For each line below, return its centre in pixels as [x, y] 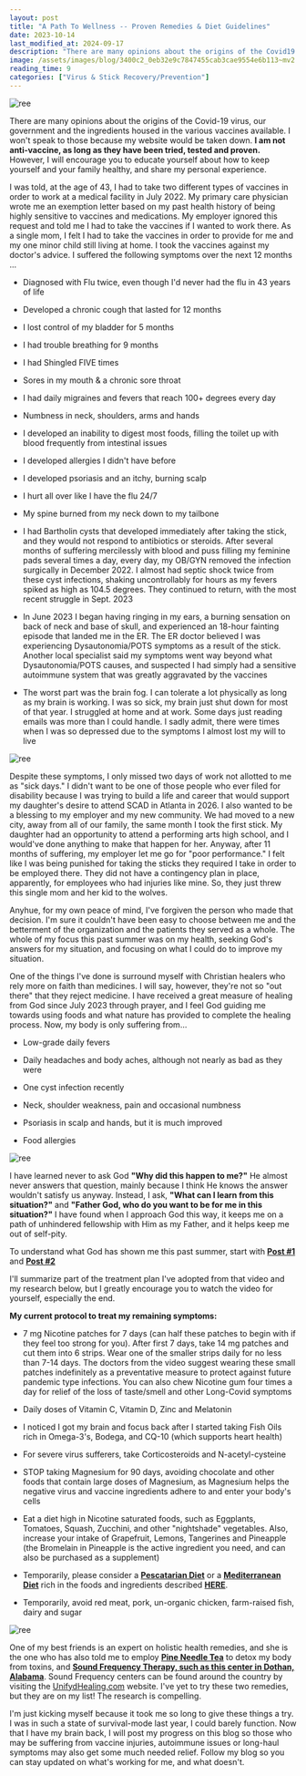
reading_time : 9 [40, 69]
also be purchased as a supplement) [91, 1557]
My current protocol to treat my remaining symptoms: [113, 1316]
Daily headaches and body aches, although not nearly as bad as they [153, 1059]
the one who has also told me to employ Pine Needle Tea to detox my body [151, 1657]
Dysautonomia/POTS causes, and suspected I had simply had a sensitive [159, 665]
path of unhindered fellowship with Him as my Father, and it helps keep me [149, 1224]
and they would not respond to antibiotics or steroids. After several [148, 541]
